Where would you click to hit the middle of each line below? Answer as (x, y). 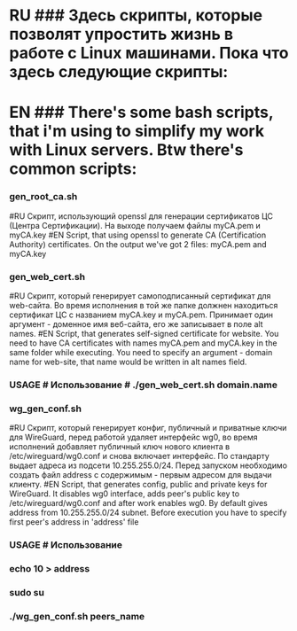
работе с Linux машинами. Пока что (149, 53)
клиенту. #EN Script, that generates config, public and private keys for (138, 485)
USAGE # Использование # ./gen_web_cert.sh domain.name (143, 385)
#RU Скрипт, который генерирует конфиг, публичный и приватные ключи (148, 428)
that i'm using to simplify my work (137, 132)
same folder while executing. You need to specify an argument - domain (141, 352)
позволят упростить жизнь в (121, 34)
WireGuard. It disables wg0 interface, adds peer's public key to (125, 494)
